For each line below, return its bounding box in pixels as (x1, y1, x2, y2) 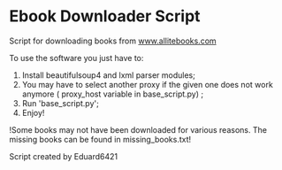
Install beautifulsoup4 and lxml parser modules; (21, 69, 196, 81)
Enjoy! (21, 107, 45, 118)
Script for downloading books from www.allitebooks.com (9, 35, 217, 46)
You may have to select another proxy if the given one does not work (21, 79, 274, 89)
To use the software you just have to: (9, 52, 144, 63)
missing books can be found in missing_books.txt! (9, 134, 192, 144)
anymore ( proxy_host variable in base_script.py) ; (21, 89, 204, 99)
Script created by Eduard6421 (9, 151, 118, 161)
